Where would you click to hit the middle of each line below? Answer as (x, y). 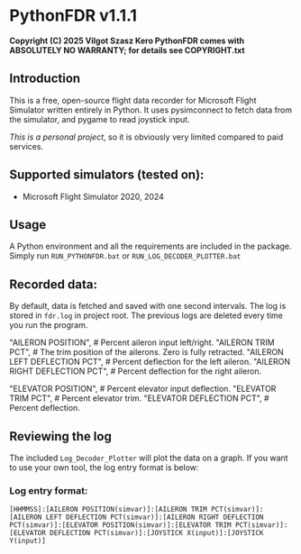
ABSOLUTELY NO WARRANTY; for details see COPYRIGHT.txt (127, 50)
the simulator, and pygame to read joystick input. (100, 119)
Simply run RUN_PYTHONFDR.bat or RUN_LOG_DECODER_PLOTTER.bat (125, 256)
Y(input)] (28, 541)
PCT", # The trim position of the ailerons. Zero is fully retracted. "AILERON (146, 352)
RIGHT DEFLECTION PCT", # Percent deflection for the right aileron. (136, 371)
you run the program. (49, 325)
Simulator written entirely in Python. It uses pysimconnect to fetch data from (151, 110)
